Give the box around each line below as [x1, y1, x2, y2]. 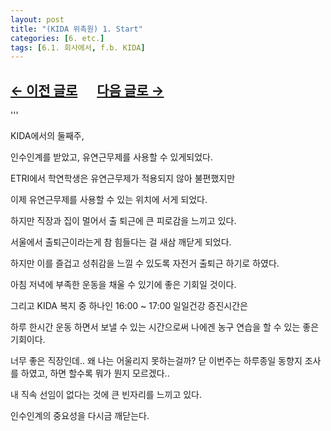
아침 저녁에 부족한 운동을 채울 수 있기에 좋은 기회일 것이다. [10, 279, 237, 291]
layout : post [10, 14, 65, 25]
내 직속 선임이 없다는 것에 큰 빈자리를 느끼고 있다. [10, 389, 203, 401]
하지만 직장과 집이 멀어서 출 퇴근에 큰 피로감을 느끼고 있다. [10, 215, 237, 227]
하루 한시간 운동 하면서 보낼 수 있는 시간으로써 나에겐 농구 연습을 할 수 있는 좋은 [10, 321, 320, 333]
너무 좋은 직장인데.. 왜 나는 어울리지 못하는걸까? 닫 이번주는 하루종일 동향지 [10, 355, 303, 367]
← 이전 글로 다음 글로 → [10, 82, 165, 99]
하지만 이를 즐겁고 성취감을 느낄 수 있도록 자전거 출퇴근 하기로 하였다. [10, 257, 280, 270]
